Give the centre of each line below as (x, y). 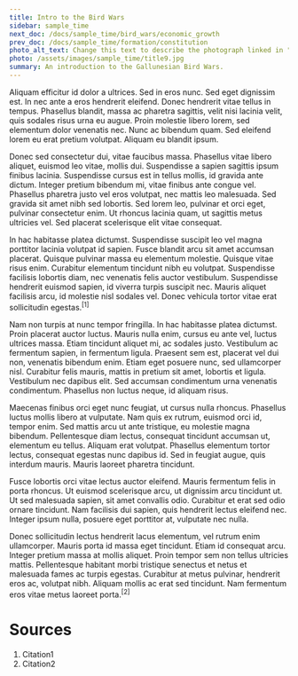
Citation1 (38, 655)
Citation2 (39, 664)
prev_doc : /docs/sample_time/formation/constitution (109, 42)
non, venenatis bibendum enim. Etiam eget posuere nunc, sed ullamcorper (145, 362)
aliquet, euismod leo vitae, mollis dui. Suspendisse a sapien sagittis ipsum (144, 166)
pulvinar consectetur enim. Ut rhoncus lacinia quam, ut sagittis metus (136, 213)
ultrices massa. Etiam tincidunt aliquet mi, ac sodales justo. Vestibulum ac (144, 343)
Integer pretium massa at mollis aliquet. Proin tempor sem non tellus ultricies (149, 554)
